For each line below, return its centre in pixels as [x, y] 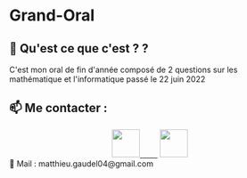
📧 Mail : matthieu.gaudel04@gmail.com [82, 163]
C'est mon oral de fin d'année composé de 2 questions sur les [123, 69]
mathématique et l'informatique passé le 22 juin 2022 [107, 79]
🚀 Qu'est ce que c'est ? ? [79, 49]
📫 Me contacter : [58, 108]
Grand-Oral [52, 16]
